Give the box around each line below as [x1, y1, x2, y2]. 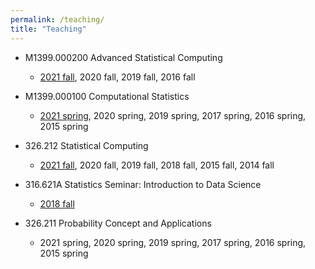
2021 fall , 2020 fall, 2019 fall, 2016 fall [39, 71, 196, 83]
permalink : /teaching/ [10, 14, 105, 25]
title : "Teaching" [10, 24, 87, 34]
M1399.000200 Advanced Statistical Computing [24, 51, 223, 63]
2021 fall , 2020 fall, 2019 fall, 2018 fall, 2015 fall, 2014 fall [39, 159, 275, 171]
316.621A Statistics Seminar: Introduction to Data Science [24, 178, 262, 190]
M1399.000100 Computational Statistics [24, 90, 190, 102]
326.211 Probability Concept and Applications [24, 217, 212, 229]
